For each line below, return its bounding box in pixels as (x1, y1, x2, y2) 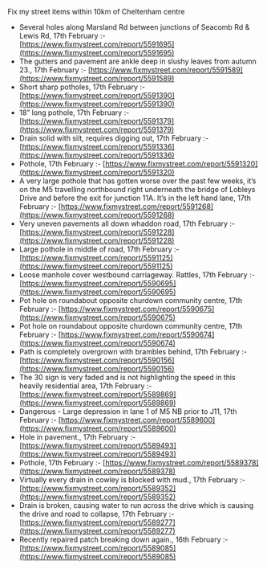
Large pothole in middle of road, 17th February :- (18, 244, 180, 254)
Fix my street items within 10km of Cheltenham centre (7, 7, 185, 16)
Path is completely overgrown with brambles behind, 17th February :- (18, 347, 248, 356)
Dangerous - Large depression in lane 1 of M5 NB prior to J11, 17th (18, 407, 237, 416)
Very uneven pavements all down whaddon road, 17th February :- (18, 219, 236, 228)
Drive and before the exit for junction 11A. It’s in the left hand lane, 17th (18, 193, 252, 203)
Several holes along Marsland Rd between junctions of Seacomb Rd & (18, 23, 250, 31)
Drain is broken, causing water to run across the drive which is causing (18, 501, 254, 510)
